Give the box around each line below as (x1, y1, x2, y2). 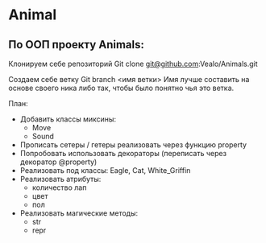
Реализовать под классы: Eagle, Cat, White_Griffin (19, 166, 191, 175)
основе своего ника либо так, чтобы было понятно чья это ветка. (8, 83, 235, 93)
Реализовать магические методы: (19, 208, 139, 218)
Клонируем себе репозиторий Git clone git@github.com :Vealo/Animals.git (8, 59, 258, 68)
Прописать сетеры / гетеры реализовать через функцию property (19, 140, 247, 150)
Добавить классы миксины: (19, 114, 117, 124)
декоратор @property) (19, 157, 98, 167)
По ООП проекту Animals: (8, 38, 145, 51)
